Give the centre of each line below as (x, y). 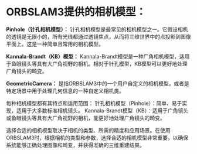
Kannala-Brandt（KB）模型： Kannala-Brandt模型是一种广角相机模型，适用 (98, 56)
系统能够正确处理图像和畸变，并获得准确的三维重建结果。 (75, 145)
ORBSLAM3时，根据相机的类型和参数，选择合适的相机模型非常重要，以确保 (97, 138)
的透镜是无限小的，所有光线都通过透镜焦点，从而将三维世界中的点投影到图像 (98, 36)
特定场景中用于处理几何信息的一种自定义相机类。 (65, 91)
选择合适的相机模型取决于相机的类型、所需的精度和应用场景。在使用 (88, 130)
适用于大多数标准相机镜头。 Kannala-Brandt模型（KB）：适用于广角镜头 (102, 110)
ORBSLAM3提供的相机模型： (76, 12)
